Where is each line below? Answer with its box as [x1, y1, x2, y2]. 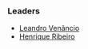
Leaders [7, 6, 41, 17]
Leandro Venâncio [18, 24, 80, 33]
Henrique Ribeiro [18, 32, 75, 41]
